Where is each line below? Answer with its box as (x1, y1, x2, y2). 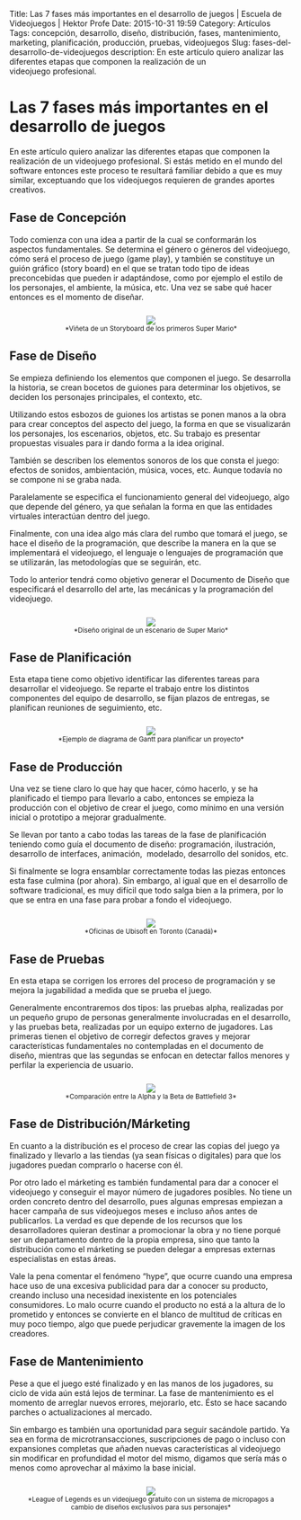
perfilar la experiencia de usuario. (9, 1060, 134, 1070)
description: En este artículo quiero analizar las (111, 47, 285, 58)
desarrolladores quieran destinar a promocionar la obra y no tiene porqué (9, 1224, 281, 1235)
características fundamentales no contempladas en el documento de (9, 1041, 264, 1051)
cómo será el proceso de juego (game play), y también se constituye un (9, 253, 276, 264)
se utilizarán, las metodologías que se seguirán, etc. (9, 556, 202, 567)
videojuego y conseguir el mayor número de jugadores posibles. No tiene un (9, 1187, 293, 1197)
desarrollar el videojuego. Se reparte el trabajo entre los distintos (9, 683, 250, 694)
